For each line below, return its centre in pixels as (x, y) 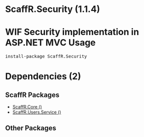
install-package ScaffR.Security (46, 56)
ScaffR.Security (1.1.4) (52, 9)
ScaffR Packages (32, 95)
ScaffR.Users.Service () (37, 112)
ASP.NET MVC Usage (50, 43)
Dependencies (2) (43, 76)
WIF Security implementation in (72, 32)
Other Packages (31, 128)
